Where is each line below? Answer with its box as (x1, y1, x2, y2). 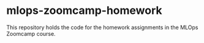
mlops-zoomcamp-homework (6, 4, 162, 18)
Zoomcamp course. (6, 30, 56, 37)
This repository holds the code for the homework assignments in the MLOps (6, 24, 198, 31)
